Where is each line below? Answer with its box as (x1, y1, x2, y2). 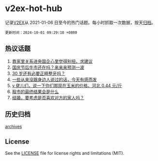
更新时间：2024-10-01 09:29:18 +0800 (5, 30, 77, 35)
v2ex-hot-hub (5, 3, 63, 14)
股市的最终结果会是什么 (12, 88, 59, 95)
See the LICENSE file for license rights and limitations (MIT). (5, 150, 125, 156)
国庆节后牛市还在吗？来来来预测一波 (12, 64, 85, 70)
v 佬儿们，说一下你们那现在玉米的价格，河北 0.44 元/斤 (12, 82, 122, 88)
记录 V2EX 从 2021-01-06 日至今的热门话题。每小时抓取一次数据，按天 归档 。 (5, 19, 156, 25)
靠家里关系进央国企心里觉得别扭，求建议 (12, 58, 93, 64)
